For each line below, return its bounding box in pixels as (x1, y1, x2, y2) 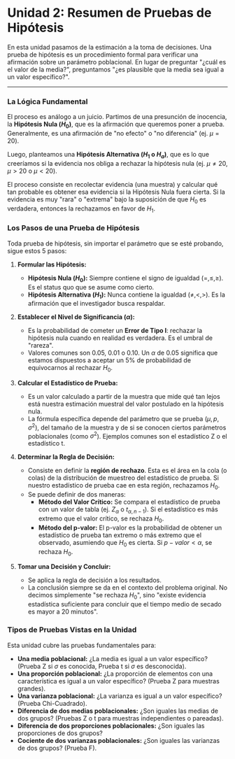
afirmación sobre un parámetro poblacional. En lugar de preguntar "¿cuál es (7, 57, 227, 66)
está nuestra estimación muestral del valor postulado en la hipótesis (27, 400, 225, 409)
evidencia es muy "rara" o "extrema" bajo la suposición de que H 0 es (7, 194, 206, 205)
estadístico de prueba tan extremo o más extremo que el (38, 530, 201, 539)
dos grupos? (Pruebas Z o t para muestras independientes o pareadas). (17, 714, 224, 722)
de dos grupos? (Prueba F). (17, 744, 97, 752)
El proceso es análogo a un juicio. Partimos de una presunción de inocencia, (7, 113, 227, 121)
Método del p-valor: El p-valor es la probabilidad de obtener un (38, 523, 222, 532)
